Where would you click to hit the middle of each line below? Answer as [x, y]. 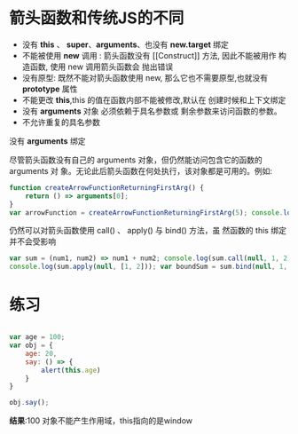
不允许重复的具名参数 [61, 122]
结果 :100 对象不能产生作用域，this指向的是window [101, 421]
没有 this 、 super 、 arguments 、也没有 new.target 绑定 [125, 44]
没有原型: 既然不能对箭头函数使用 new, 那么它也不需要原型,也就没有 [145, 77]
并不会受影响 [32, 241]
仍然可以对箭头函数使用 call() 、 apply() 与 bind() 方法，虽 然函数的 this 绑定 [148, 231]
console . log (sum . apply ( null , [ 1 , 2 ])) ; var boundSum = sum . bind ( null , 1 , [149, 267]
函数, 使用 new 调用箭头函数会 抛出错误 [102, 67]
